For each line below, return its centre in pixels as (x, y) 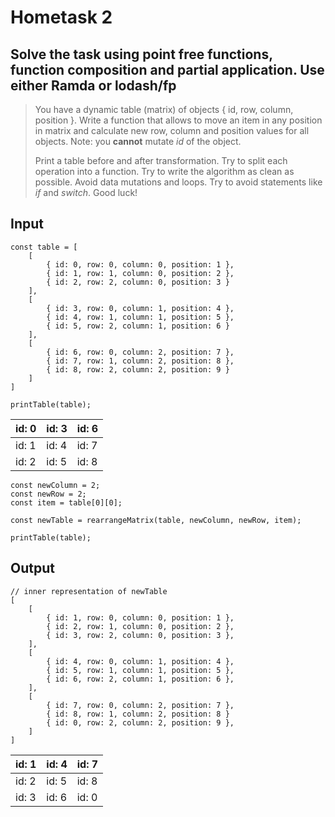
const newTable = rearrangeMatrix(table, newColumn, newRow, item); (156, 520)
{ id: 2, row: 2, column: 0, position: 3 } (138, 282)
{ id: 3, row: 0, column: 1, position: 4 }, (140, 308)
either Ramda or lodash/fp (93, 85)
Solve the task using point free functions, (141, 54)
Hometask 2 (61, 17)
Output (32, 568)
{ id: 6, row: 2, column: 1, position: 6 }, (140, 679)
